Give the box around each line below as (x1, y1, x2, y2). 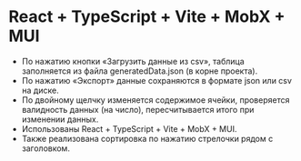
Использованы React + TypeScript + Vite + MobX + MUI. (21, 123, 237, 134)
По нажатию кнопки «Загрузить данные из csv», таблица (21, 55, 245, 66)
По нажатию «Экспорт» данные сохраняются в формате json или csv (21, 75, 293, 86)
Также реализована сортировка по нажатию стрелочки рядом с (21, 133, 274, 144)
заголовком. (21, 143, 70, 154)
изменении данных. (21, 114, 99, 125)
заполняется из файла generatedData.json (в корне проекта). (21, 65, 258, 76)
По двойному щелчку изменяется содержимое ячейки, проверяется (21, 94, 290, 106)
